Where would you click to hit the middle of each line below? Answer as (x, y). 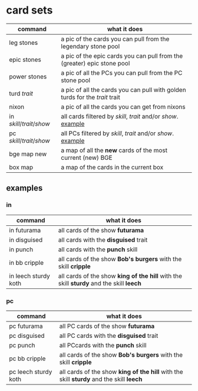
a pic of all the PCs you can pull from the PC (122, 73)
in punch (21, 249)
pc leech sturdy (31, 372)
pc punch (22, 345)
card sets (29, 10)
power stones (28, 76)
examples (24, 188)
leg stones (24, 42)
